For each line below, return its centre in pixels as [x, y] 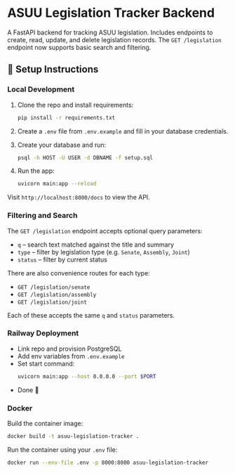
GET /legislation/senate [54, 287]
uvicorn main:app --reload [57, 184]
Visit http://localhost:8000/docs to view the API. [79, 197]
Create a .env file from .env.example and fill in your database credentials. [123, 131]
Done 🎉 [28, 390]
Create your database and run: [62, 145]
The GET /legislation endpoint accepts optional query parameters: [105, 231]
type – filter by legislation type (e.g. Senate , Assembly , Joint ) [104, 252]
